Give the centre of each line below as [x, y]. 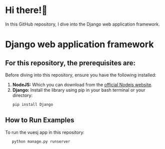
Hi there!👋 [26, 10]
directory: [22, 95]
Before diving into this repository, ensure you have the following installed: [81, 75]
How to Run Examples [40, 120]
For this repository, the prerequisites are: [70, 63]
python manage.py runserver [41, 141]
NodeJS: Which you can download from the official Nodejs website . [82, 84]
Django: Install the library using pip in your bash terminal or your [79, 90]
